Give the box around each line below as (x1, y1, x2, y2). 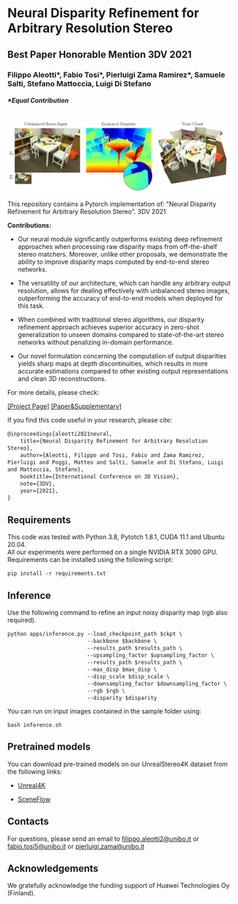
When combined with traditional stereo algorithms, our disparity (17, 315, 205, 324)
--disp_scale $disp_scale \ (86, 674, 171, 681)
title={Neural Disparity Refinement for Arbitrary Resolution (20, 437, 208, 445)
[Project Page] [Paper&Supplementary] (7, 402, 122, 410)
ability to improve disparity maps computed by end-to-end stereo (17, 257, 210, 266)
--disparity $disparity (86, 695, 158, 702)
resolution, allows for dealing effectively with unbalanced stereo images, (17, 287, 230, 295)
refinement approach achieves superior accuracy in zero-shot (17, 323, 200, 331)
